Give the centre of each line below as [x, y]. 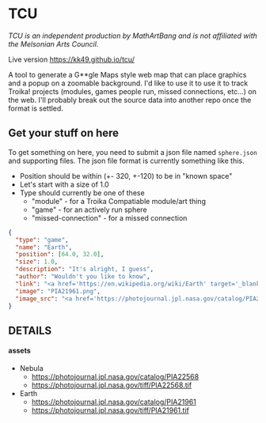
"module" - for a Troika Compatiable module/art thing [118, 201]
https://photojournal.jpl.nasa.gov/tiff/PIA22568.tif [112, 385]
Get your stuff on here [64, 133]
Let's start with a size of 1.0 [64, 184]
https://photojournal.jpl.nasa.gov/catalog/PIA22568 [115, 376]
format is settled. [36, 108]
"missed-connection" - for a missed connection [109, 217]
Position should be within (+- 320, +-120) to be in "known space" [126, 176]
